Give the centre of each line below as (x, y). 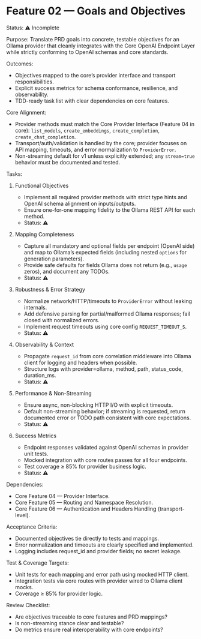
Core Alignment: (26, 112)
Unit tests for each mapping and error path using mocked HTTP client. (102, 574)
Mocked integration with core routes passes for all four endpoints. (105, 460)
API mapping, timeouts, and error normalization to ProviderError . (95, 149)
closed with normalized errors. (62, 320)
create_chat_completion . (45, 137)
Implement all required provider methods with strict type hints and (105, 197)
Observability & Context (44, 344)
